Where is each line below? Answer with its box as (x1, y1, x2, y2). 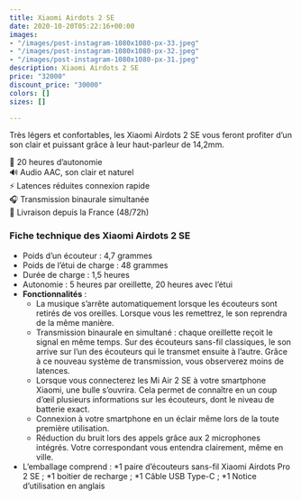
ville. (35, 451, 54, 462)
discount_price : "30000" (9, 80, 103, 89)
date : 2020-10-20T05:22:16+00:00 (9, 22, 135, 31)
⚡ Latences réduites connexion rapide (9, 181, 150, 191)
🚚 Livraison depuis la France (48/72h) (9, 207, 150, 218)
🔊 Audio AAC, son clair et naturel (9, 167, 134, 178)
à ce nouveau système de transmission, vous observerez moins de (35, 356, 284, 366)
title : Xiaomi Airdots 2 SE (9, 13, 115, 23)
